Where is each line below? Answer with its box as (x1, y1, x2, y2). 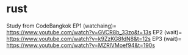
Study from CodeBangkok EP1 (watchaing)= (6, 22, 117, 29)
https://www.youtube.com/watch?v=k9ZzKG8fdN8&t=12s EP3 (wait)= (6, 35, 182, 42)
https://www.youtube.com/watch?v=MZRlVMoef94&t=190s (6, 42, 156, 49)
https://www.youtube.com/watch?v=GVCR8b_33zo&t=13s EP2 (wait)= (6, 28, 183, 35)
